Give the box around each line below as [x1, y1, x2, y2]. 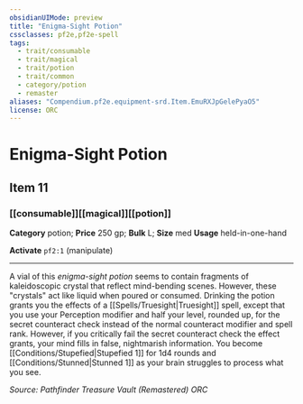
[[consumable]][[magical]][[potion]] [9, 207, 171, 219]
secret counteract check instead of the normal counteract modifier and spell [9, 319, 293, 330]
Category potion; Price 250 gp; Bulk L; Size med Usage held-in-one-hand [9, 227, 287, 239]
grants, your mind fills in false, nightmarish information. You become [9, 338, 263, 349]
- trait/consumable [17, 47, 91, 56]
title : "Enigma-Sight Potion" [9, 22, 124, 31]
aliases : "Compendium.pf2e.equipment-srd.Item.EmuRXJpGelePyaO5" [9, 96, 260, 106]
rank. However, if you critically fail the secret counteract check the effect [9, 328, 280, 339]
